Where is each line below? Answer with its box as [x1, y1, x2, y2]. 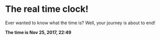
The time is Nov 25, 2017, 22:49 [5, 29, 72, 35]
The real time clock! [5, 3, 88, 15]
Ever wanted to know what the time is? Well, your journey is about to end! [5, 20, 156, 26]
